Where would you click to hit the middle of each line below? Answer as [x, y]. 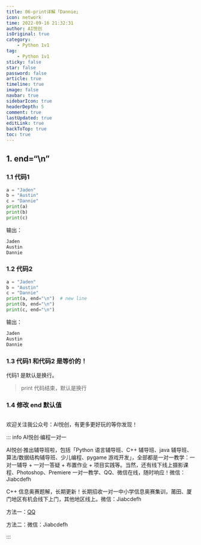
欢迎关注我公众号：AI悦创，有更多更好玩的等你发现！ [72, 424]
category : [19, 40]
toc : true [19, 135]
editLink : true [25, 124]
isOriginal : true [28, 34]
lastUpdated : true [29, 118]
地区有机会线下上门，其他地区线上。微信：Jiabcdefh [76, 499]
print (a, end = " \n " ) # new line [46, 299]
